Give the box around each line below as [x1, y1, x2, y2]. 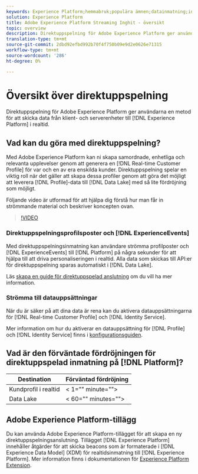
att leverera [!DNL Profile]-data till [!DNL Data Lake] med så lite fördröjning [6, 178, 187, 186]
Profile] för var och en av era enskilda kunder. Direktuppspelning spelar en [6, 166, 187, 173]
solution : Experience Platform [6, 14, 83, 20]
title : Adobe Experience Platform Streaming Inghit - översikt [6, 20, 165, 25]
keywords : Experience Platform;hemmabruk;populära [6, 8, 133, 15]
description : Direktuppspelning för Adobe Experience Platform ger [6, 31, 176, 37]
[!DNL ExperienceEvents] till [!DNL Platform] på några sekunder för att [6, 249, 177, 256]
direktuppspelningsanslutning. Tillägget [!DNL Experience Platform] [6, 437, 170, 444]
